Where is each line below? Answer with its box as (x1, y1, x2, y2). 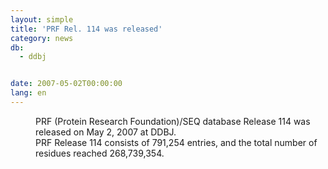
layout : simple (10, 14, 74, 25)
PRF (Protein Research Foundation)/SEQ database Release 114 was (35, 115, 311, 127)
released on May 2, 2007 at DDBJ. (35, 126, 177, 138)
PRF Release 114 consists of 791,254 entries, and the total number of (35, 136, 318, 148)
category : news (10, 33, 74, 43)
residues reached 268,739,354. (35, 147, 165, 159)
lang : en (10, 88, 47, 98)
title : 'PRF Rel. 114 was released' (10, 24, 163, 34)
